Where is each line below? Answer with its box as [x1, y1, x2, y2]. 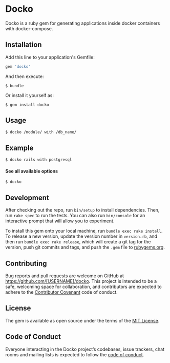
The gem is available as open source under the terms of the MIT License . [5, 317, 160, 323]
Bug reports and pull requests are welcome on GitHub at [5, 273, 124, 279]
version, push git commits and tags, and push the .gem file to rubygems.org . [5, 244, 165, 251]
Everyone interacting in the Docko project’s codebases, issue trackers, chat [5, 346, 165, 352]
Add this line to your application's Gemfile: [5, 54, 95, 60]
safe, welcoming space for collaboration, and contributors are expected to [5, 283, 162, 290]
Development [5, 193, 50, 202]
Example [5, 143, 34, 152]
